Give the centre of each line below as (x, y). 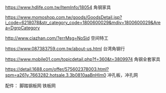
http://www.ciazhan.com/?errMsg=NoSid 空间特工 (57, 38)
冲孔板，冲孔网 (122, 75)
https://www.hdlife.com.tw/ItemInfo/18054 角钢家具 (58, 7)
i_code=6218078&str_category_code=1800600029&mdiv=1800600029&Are (83, 22)
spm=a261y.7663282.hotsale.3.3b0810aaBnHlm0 (56, 75)
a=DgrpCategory (22, 28)
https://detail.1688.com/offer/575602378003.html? (57, 69)
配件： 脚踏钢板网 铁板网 (30, 86)
